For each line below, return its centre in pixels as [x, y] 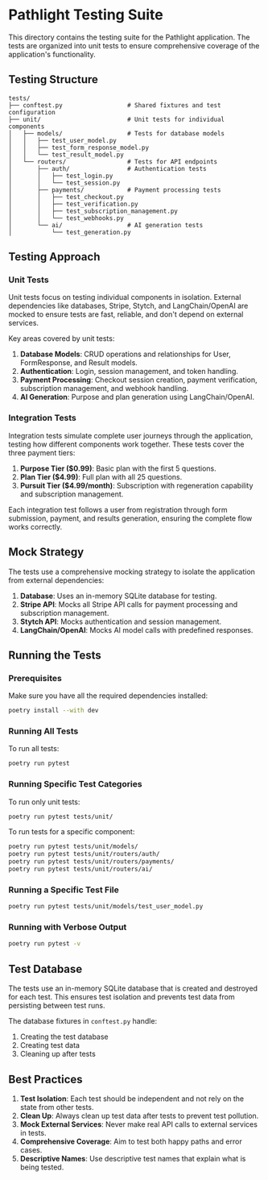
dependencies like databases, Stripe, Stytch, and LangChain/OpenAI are [128, 306]
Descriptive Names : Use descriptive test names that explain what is [133, 1158]
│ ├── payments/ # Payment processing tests [115, 190]
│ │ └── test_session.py [64, 183]
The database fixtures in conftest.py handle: [83, 1021]
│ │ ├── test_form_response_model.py [79, 147]
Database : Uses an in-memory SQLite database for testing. [118, 596]
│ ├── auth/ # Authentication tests [107, 168]
